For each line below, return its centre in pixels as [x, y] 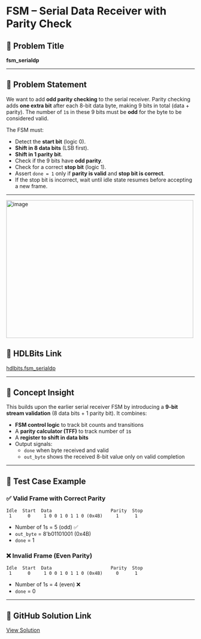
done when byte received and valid [66, 450]
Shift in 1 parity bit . [39, 154]
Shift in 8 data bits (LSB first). [52, 147]
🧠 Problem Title [35, 46]
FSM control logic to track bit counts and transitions [79, 425]
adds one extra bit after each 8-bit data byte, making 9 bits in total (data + [98, 106]
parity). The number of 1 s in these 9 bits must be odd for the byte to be [94, 111]
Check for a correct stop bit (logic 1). [60, 167]
